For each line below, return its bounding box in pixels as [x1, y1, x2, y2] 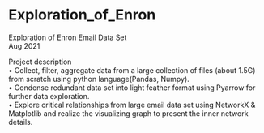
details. [8, 117, 33, 127]
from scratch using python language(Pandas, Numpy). [8, 74, 190, 84]
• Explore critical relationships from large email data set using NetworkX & [8, 100, 256, 109]
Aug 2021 [8, 41, 40, 50]
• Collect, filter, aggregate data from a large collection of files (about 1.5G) [8, 65, 256, 75]
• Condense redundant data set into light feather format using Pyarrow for [8, 83, 256, 92]
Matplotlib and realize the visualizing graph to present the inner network [8, 108, 249, 118]
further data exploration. [8, 91, 90, 101]
